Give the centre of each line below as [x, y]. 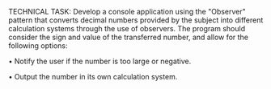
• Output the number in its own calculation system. [93, 77]
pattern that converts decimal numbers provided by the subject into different [136, 20]
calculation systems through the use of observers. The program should [127, 28]
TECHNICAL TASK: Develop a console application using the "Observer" [127, 12]
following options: [38, 46]
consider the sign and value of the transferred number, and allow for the [129, 37]
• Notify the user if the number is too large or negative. [100, 61]
